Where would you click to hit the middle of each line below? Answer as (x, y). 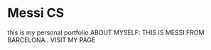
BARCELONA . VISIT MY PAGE (52, 39)
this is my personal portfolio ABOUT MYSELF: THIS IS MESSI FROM (106, 32)
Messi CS (36, 13)
